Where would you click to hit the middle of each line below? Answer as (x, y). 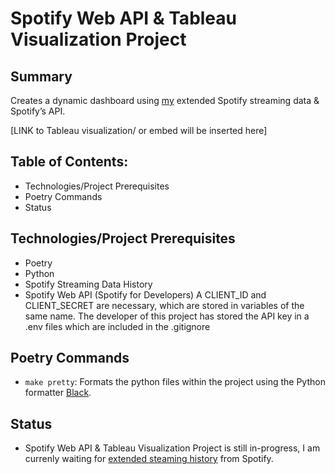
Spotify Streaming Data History (88, 284)
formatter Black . (58, 393)
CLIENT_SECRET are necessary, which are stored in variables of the (164, 305)
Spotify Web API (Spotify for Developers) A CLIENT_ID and (145, 294)
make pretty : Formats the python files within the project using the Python (175, 382)
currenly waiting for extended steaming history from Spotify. (149, 459)
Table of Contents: (69, 162)
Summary (41, 76)
